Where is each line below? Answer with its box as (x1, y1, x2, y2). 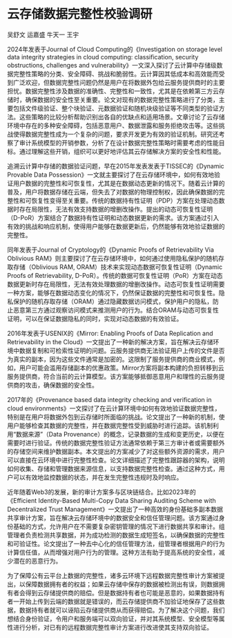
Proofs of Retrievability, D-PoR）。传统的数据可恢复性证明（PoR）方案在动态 (7, 271, 223, 279)
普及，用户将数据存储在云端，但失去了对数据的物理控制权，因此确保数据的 (7, 188, 219, 196)
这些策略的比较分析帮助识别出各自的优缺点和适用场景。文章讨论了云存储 (19, 112, 225, 121)
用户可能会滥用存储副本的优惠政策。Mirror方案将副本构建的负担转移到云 (19, 363, 224, 372)
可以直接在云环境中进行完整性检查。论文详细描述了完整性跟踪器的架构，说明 (7, 456, 225, 464)
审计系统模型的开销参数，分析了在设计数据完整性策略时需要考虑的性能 (19, 139, 219, 147)
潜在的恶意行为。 (12, 557, 62, 565)
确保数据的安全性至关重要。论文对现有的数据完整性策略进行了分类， (25, 95, 219, 103)
